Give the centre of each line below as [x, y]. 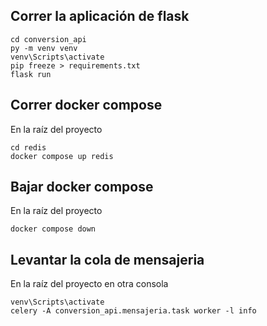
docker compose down [53, 229]
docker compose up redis [62, 156]
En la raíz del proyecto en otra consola [89, 284]
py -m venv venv [44, 48]
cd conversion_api [48, 39]
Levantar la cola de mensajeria [107, 259]
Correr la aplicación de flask [100, 16]
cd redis [28, 147]
